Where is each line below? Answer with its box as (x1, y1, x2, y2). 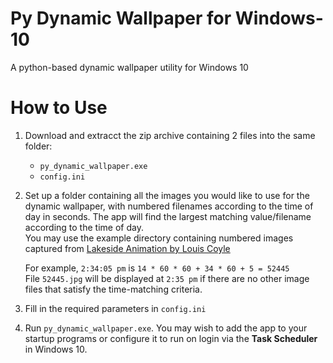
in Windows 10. (24, 343, 88, 355)
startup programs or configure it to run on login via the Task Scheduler (24, 332, 318, 344)
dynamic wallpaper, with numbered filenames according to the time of (24, 200, 314, 212)
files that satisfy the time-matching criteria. (24, 283, 203, 295)
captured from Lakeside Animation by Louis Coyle (24, 242, 231, 254)
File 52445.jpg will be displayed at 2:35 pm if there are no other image (24, 272, 310, 284)
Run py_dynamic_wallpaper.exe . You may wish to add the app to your (24, 322, 308, 334)
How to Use (10, 97, 108, 119)
